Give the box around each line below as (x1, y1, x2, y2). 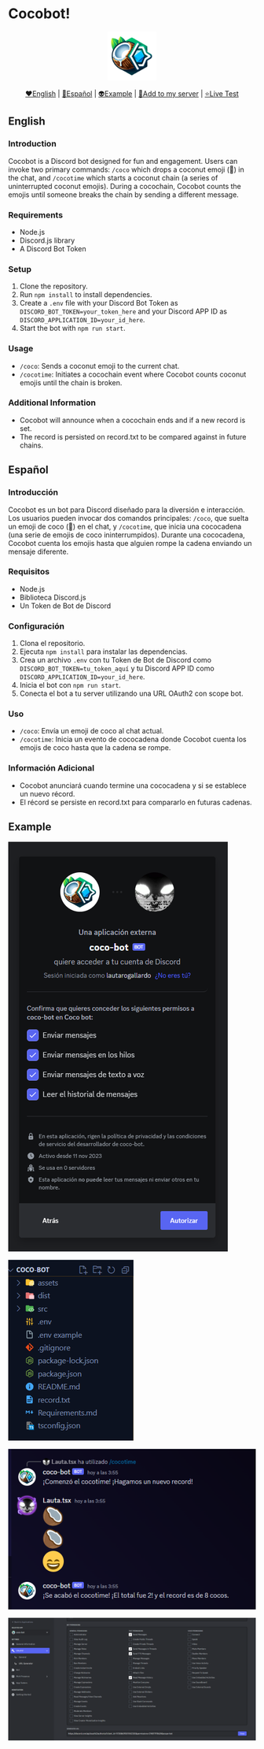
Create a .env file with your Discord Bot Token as (19, 299, 178, 308)
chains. (19, 440, 44, 450)
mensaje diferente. (8, 547, 69, 556)
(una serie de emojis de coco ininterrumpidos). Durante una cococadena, (8, 529, 245, 540)
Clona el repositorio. (19, 639, 86, 648)
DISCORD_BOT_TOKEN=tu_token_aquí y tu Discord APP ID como (19, 663, 214, 674)
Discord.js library (19, 236, 75, 245)
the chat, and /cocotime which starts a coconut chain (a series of (8, 173, 218, 182)
